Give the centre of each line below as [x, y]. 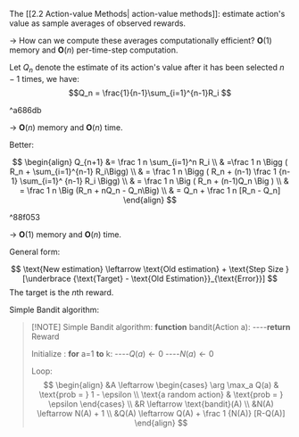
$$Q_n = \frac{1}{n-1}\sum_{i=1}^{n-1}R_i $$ [150, 93]
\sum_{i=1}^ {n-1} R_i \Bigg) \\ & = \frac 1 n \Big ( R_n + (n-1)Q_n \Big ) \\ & [154, 181]
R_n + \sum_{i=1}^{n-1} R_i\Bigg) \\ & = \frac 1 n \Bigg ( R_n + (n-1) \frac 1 [143, 171]
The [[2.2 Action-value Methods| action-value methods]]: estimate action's [147, 14]
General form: [35, 251]
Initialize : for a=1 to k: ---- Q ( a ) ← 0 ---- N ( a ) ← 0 [122, 353]
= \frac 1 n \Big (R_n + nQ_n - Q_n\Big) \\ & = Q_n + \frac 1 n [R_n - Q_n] [150, 190]
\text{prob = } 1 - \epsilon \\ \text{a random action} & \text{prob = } [161, 394]
